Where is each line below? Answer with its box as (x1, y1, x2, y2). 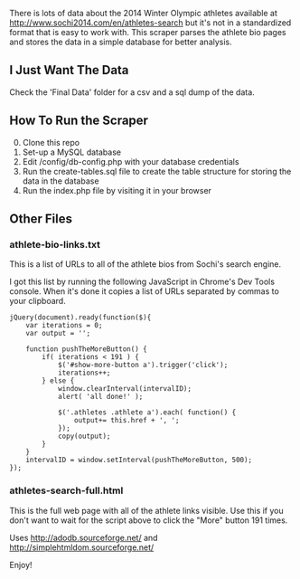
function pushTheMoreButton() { (25, 345, 147, 354)
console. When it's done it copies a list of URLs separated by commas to (9, 286, 280, 297)
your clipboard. (9, 296, 66, 307)
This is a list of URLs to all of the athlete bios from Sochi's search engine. (9, 259, 282, 270)
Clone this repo (22, 137, 80, 147)
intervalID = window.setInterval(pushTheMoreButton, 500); (25, 456, 253, 465)
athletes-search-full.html (9, 484, 124, 497)
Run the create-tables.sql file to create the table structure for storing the (22, 166, 292, 176)
